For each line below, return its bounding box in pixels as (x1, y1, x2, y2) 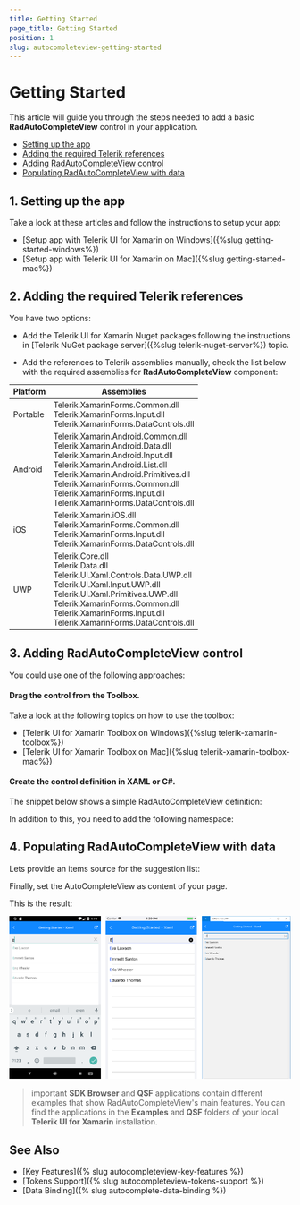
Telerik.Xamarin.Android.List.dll (53, 459, 168, 470)
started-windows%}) (21, 244, 100, 254)
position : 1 (9, 33, 54, 42)
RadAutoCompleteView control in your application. (9, 122, 198, 132)
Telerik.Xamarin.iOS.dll (53, 510, 137, 521)
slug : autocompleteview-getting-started (9, 43, 162, 52)
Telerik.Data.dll (53, 560, 109, 571)
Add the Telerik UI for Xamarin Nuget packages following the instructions (21, 329, 291, 340)
